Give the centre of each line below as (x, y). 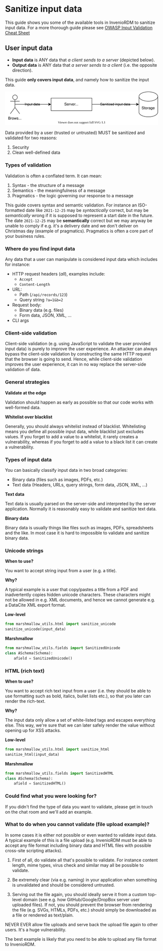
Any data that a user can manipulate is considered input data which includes (81, 260)
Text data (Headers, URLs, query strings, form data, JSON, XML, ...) (80, 485)
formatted (15, 210)
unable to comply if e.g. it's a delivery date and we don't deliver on (72, 225)
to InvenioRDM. (20, 944)
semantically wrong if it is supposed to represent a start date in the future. (79, 215)
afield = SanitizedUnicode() (43, 658)
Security (20, 148)
